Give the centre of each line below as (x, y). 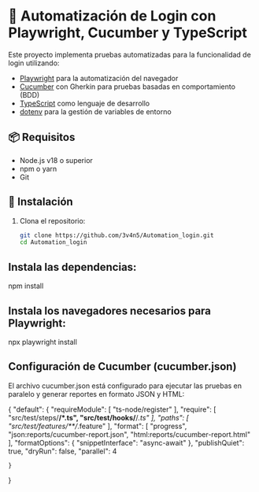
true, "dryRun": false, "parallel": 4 (63, 451)
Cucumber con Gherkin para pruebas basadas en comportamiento (128, 87)
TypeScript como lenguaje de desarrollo (85, 103)
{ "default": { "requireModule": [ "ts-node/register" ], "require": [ (112, 409)
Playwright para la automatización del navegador (99, 78)
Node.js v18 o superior (56, 160)
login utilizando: (34, 63)
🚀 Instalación (41, 202)
